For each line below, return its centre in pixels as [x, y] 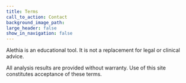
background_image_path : [36, 22]
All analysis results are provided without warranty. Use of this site [86, 68]
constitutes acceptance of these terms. [54, 74]
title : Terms [22, 11]
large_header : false [32, 28]
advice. [15, 57]
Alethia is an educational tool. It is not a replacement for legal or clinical [93, 50]
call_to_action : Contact [37, 17]
